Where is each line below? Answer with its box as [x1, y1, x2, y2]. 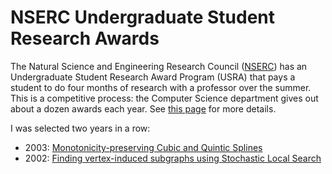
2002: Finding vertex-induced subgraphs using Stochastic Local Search [24, 152, 322, 164]
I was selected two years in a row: [10, 122, 151, 134]
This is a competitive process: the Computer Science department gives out [10, 92, 319, 104]
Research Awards [10, 27, 160, 50]
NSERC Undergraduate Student [10, 6, 276, 29]
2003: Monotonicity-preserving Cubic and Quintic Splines [24, 141, 263, 153]
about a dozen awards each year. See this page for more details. [10, 102, 277, 115]
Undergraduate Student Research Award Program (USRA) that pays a [10, 71, 296, 83]
